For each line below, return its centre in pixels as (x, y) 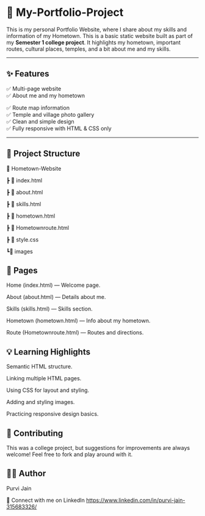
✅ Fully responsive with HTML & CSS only (59, 128)
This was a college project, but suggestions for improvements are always (98, 448)
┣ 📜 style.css (23, 239)
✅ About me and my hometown (46, 95)
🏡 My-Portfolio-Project (65, 13)
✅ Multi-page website (34, 89)
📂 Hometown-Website (34, 168)
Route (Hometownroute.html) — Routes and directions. (75, 333)
